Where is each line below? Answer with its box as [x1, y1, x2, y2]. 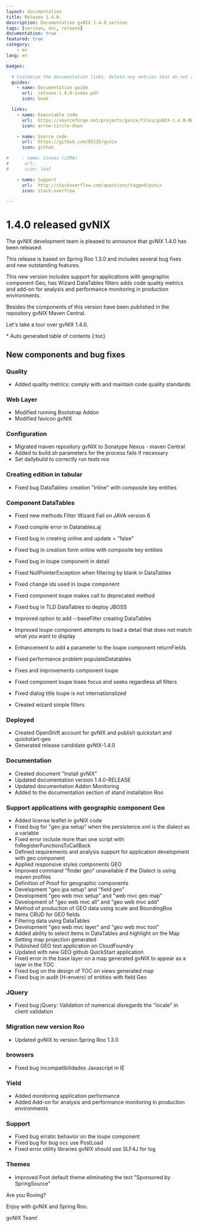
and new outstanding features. [6, 262, 81, 269]
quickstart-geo [14, 736, 51, 743]
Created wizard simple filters [14, 701, 85, 708]
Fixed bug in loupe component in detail [14, 558, 110, 565]
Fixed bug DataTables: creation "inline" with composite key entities [14, 484, 177, 491]
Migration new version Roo [6, 1023, 85, 1031]
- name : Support [16, 176, 57, 183]
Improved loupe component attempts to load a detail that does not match [14, 626, 192, 634]
